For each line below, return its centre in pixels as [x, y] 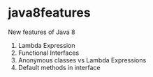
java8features [49, 13]
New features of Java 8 [42, 32]
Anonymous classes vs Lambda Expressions [82, 60]
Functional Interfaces [49, 53]
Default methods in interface [59, 67]
